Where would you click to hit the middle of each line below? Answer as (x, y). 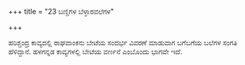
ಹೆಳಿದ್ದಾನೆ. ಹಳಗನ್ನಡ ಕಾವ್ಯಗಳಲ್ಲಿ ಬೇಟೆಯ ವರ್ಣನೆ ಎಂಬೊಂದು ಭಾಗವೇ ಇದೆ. (95, 52)
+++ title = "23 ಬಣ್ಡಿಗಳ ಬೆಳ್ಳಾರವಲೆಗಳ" (61, 11)
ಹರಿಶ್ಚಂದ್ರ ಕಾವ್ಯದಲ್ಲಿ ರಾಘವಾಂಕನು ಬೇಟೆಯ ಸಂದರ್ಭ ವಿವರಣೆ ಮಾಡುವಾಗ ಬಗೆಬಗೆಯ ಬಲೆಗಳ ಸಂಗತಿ (123, 42)
